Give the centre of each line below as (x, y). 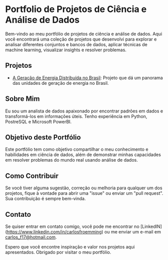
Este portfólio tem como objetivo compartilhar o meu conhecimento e (77, 150)
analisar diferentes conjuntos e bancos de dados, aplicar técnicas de (76, 44)
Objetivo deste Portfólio (43, 137)
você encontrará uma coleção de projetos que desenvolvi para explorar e (81, 39)
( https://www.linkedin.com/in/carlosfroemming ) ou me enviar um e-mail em (83, 232)
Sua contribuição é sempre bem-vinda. (46, 199)
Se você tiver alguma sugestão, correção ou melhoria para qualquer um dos (84, 188)
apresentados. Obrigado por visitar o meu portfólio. (58, 252)
